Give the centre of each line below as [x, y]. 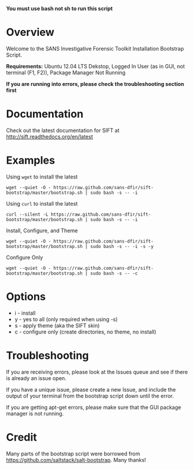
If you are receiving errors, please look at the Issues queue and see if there [97, 372]
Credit [21, 437]
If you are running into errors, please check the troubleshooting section [95, 84]
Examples [31, 161]
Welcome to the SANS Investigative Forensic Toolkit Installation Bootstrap [95, 48]
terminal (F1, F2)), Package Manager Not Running [66, 72]
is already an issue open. [36, 378]
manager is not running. [35, 413]
